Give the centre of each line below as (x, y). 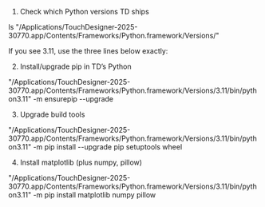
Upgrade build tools (52, 114)
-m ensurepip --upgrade (73, 99)
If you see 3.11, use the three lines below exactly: (88, 51)
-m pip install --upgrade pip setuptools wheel (108, 147)
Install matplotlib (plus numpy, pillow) (81, 162)
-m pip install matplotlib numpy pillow (95, 195)
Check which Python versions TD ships (84, 12)
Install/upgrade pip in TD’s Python (75, 66)
